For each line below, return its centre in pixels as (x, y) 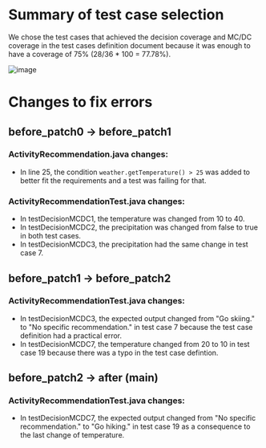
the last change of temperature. (72, 435)
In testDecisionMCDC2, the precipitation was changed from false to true (139, 227)
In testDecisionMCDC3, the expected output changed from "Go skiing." (137, 318)
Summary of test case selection (116, 15)
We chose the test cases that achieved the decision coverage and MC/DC (130, 37)
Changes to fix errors (81, 102)
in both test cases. (50, 236)
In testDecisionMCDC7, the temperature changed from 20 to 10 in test (135, 344)
